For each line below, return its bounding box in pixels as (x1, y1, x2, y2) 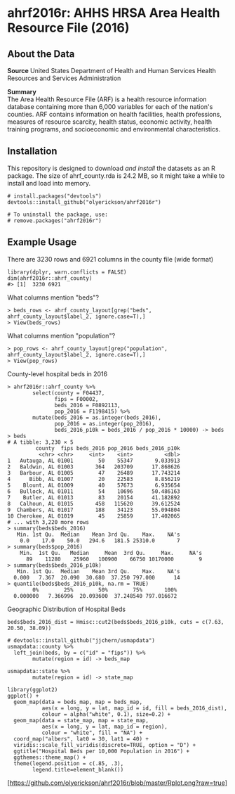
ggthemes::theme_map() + (13, 754, 86, 761)
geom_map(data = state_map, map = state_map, (13, 717, 149, 724)
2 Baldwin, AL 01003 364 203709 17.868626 (7, 463, 180, 470)
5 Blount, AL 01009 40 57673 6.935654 (7, 482, 180, 489)
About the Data (7, 48, 75, 60)
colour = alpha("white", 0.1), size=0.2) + (41, 710, 171, 718)
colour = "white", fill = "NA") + (41, 729, 142, 736)
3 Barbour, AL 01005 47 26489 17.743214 (7, 469, 180, 476)
